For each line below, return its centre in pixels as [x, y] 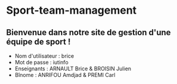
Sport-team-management [72, 10]
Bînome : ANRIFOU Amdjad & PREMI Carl [65, 75]
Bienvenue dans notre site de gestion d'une [88, 32]
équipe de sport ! [38, 41]
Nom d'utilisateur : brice [44, 56]
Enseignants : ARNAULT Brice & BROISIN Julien [73, 69]
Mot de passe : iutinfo [41, 62]
